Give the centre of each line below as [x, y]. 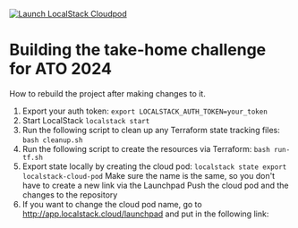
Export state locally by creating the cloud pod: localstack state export [154, 166]
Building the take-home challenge [138, 50]
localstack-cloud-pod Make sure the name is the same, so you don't [149, 175]
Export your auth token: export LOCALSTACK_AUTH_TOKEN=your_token [145, 111]
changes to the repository [70, 194]
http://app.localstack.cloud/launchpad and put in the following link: [145, 214]
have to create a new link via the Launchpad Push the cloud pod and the [155, 185]
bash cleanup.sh [52, 140]
